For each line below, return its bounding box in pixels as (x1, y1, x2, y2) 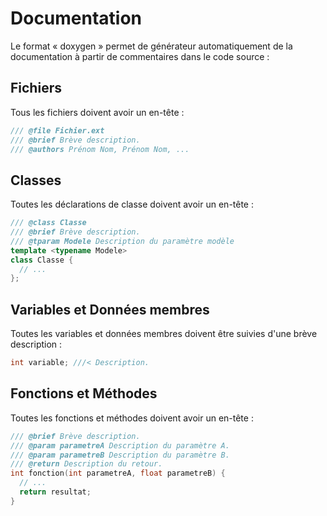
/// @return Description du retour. (10, 459, 163, 469)
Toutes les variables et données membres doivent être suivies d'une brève (10, 328, 318, 340)
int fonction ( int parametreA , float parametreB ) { (10, 468, 226, 479)
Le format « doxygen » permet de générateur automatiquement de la (10, 40, 293, 52)
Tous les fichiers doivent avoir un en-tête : (10, 106, 185, 118)
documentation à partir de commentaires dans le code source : (10, 50, 270, 62)
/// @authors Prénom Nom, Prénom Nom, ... (10, 144, 190, 154)
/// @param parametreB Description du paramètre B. (10, 450, 230, 460)
